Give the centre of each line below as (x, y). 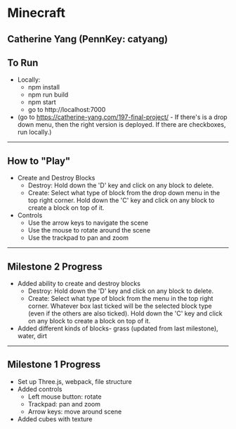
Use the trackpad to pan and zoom (78, 238)
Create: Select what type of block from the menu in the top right (120, 299)
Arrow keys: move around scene (75, 411)
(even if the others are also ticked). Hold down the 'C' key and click (125, 313)
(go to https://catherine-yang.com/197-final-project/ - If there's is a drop (122, 117)
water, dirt (32, 336)
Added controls (40, 389)
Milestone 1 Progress (54, 365)
